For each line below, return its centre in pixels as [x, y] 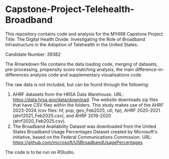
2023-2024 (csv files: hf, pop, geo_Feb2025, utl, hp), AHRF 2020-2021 [86, 110]
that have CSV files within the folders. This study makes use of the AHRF [88, 105]
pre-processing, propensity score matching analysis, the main [70, 69]
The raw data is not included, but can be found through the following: [77, 85]
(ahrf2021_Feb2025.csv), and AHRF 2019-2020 [62, 115]
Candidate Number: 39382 [33, 54]
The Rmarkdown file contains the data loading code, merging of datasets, [81, 64]
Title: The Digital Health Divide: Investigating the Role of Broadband [75, 39]
